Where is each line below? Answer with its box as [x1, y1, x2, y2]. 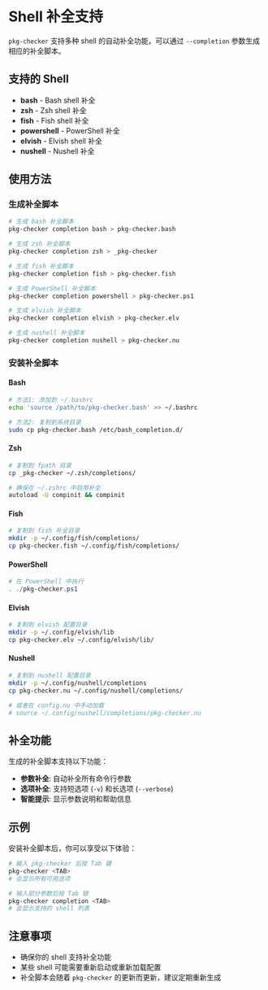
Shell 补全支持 [8, 7, 104, 26]
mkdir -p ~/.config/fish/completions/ [8, 534, 140, 543]
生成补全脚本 [8, 198, 59, 210]
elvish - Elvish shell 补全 [19, 136, 103, 146]
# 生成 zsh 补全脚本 [8, 240, 71, 248]
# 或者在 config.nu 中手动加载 [8, 701, 105, 709]
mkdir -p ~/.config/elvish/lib [8, 628, 115, 637]
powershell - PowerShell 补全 [19, 125, 120, 135]
